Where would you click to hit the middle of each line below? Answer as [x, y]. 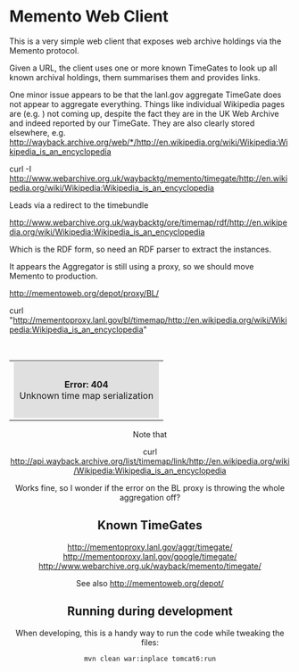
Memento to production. [54, 276]
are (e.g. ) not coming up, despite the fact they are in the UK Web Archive [144, 113]
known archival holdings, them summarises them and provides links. [135, 77]
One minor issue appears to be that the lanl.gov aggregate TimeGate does [145, 95]
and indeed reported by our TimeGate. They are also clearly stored [132, 123]
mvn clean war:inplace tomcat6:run [150, 659]
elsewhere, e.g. [37, 132]
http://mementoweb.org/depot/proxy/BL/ [84, 293]
